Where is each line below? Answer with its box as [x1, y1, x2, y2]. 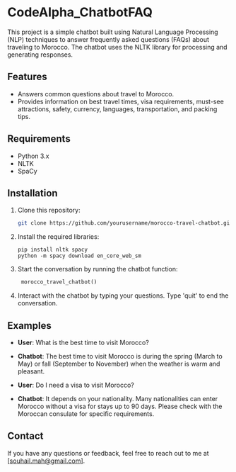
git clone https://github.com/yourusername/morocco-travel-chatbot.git [17, 220, 233, 227]
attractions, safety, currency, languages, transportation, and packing [17, 104, 218, 113]
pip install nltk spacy [17, 246, 88, 254]
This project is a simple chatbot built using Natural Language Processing [7, 28, 218, 36]
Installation [7, 187, 58, 199]
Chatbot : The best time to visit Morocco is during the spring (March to [17, 352, 223, 360]
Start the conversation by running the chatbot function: [17, 265, 178, 274]
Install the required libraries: [17, 232, 100, 241]
